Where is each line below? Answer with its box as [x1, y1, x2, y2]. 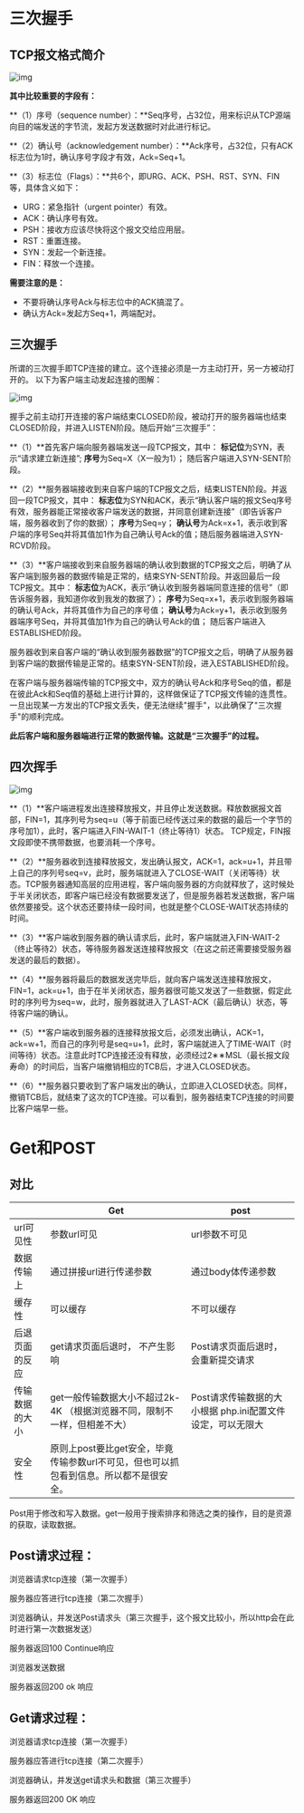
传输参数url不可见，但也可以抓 [49, 1455, 179, 1468]
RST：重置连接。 [22, 236, 86, 246]
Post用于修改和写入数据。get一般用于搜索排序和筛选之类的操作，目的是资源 [9, 1508, 292, 1519]
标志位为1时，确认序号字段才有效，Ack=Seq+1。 [9, 151, 190, 162]
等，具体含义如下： [9, 182, 81, 193]
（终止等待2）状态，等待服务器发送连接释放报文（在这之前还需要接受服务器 [9, 943, 292, 954]
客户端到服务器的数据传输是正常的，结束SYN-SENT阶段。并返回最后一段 [9, 570, 280, 581]
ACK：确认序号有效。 [22, 213, 103, 223]
